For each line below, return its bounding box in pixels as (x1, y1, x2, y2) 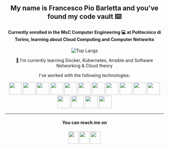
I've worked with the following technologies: (38, 72, 130, 78)
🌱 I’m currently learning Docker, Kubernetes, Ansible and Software (16, 57, 153, 63)
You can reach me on (62, 119, 107, 125)
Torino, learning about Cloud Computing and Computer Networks (15, 36, 154, 42)
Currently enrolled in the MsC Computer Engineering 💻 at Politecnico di (8, 29, 161, 35)
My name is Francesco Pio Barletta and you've (10, 4, 159, 12)
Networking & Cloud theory (56, 62, 113, 68)
